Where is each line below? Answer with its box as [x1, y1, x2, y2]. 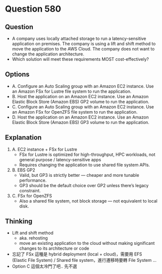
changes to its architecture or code [19, 245, 89, 251]
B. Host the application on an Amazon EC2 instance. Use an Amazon [12, 93, 149, 99]
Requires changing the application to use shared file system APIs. [19, 162, 150, 168]
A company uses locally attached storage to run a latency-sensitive [12, 35, 147, 41]
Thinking [5, 217, 33, 225]
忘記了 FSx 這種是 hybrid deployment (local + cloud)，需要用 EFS [12, 251, 143, 257]
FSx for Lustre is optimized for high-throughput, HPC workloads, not [19, 152, 156, 157]
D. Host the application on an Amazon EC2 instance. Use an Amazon [12, 114, 149, 120]
